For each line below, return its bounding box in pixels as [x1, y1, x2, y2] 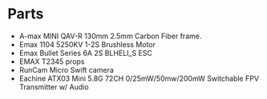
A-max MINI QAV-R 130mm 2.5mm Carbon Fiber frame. [18, 31, 202, 41]
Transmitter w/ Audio [18, 81, 89, 92]
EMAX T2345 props [18, 57, 85, 66]
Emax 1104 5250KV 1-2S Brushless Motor [18, 39, 156, 49]
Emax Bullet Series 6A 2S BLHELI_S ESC [18, 48, 153, 57]
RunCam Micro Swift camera [18, 65, 114, 74]
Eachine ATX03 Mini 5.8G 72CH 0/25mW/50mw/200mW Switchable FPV [18, 73, 260, 83]
